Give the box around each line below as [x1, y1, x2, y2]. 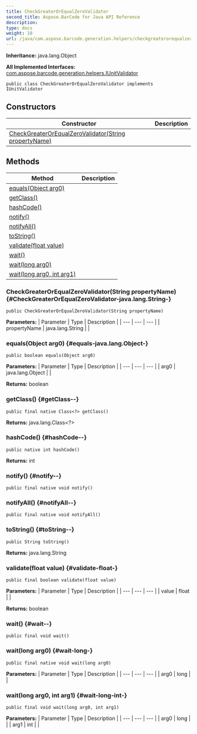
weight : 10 [6, 31, 33, 36]
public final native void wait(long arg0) [6, 660, 111, 666]
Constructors [6, 102, 56, 112]
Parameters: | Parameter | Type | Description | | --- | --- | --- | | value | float [6, 588, 190, 594]
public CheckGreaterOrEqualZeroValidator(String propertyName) [6, 308, 164, 314]
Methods [6, 157, 40, 167]
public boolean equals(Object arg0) [6, 353, 96, 359]
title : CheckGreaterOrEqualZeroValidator [6, 8, 109, 15]
